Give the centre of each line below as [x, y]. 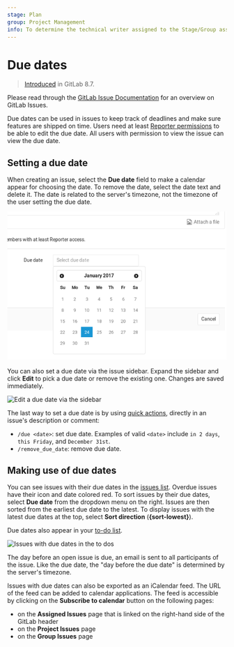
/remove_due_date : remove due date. [69, 448]
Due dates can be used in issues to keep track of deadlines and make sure [114, 119]
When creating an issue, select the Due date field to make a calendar [106, 180]
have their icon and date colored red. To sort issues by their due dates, [109, 495]
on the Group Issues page [55, 637]
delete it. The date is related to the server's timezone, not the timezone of [112, 195]
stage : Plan [24, 15]
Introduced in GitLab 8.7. [60, 84]
